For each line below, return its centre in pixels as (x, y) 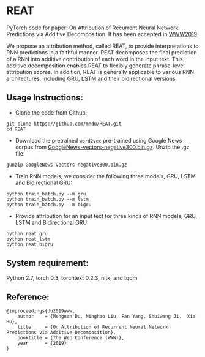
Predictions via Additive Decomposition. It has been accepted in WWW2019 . (102, 34)
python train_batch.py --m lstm (47, 199)
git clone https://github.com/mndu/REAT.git (64, 124)
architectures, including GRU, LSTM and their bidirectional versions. (92, 78)
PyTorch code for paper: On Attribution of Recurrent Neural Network (92, 28)
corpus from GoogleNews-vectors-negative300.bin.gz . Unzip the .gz (102, 147)
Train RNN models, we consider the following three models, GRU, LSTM (105, 176)
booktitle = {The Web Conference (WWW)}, (71, 338)
